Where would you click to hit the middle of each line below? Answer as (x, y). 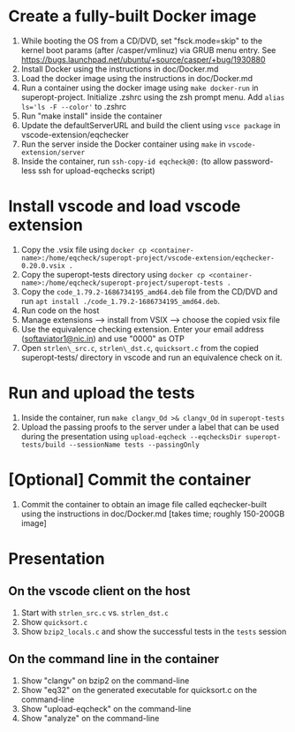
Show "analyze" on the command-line (90, 718)
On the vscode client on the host (99, 591)
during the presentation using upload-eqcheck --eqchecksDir (131, 436)
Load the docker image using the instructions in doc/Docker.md (137, 78)
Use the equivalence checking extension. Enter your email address (142, 329)
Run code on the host (60, 310)
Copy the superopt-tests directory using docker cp (113, 274)
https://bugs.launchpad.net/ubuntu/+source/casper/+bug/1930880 (143, 59)
